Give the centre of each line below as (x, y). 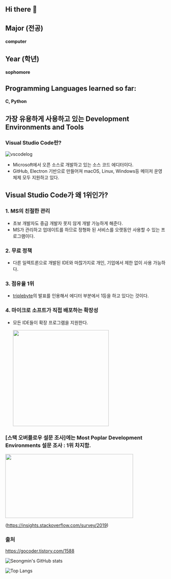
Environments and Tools (45, 127)
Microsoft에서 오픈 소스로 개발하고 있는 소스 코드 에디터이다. (73, 165)
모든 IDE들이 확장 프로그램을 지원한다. (50, 322)
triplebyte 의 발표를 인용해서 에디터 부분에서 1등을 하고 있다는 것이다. (81, 296)
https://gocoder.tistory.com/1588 (40, 551)
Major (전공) (24, 28)
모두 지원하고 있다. (41, 178)
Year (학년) (22, 59)
